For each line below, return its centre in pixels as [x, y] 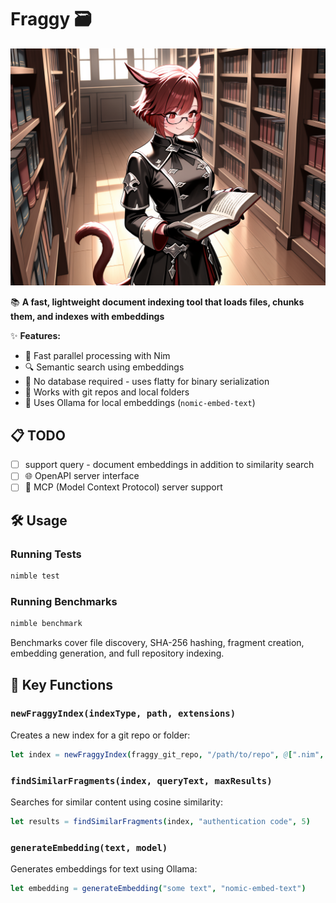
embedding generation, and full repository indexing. [117, 653]
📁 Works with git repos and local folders [107, 392]
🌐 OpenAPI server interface [82, 476]
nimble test [35, 576]
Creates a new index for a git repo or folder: [100, 735]
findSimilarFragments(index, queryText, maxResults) [141, 780]
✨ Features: [35, 336]
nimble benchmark [46, 624]
